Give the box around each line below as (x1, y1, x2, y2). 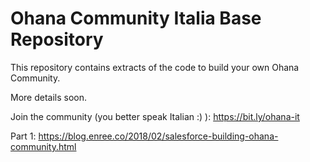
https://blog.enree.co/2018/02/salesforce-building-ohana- (38, 130, 279, 142)
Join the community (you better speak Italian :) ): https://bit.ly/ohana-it (10, 110, 300, 122)
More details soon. (10, 91, 88, 103)
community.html (10, 140, 77, 152)
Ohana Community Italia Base (10, 7, 262, 30)
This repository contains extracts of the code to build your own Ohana (10, 61, 300, 73)
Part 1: (10, 130, 37, 142)
